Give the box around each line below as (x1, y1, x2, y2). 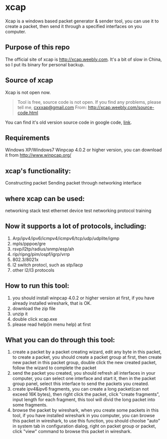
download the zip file (12, 305, 56, 311)
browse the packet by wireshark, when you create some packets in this (12, 407, 159, 413)
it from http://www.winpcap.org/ (5, 152, 71, 158)
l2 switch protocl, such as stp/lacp (12, 261, 83, 268)
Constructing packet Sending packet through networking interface (5, 180, 142, 186)
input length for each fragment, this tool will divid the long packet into (12, 397, 156, 403)
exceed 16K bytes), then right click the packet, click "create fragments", (12, 391, 160, 398)
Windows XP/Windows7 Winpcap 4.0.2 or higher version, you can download (5, 147, 162, 153)
